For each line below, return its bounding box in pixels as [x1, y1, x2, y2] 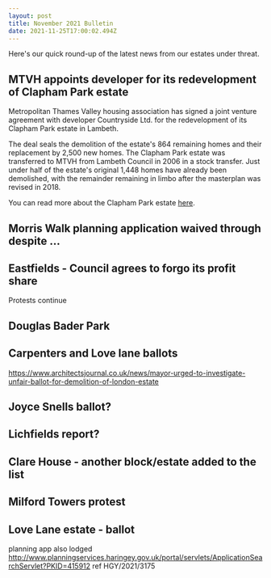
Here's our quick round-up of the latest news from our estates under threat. [8, 49, 260, 59]
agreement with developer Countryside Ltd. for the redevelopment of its [8, 115, 248, 125]
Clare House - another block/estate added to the [8, 454, 256, 469]
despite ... [8, 234, 60, 247]
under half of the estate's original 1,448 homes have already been [8, 165, 227, 175]
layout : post [8, 11, 52, 20]
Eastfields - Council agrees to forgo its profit [8, 261, 236, 275]
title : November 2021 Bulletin [8, 19, 114, 27]
